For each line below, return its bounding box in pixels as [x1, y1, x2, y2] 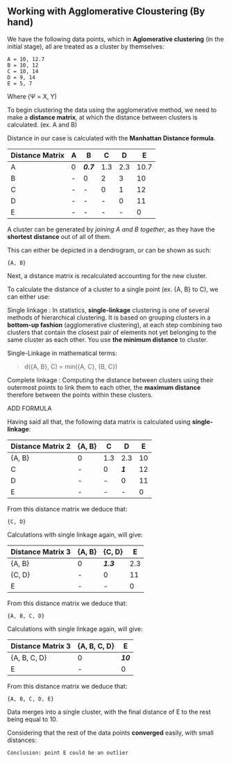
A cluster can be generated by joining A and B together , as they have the [7, 225, 215, 233]
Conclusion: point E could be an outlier [7, 749, 129, 756]
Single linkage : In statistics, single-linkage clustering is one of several [7, 306, 209, 314]
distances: [7, 736, 37, 744]
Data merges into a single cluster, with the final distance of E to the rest [7, 707, 211, 716]
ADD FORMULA [7, 404, 52, 412]
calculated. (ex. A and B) [7, 120, 78, 129]
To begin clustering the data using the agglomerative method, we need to [7, 106, 217, 114]
